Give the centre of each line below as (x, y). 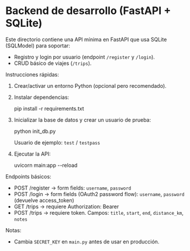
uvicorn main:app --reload (46, 165)
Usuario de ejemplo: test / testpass (57, 142)
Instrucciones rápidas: (32, 74)
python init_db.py (35, 131)
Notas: (13, 230)
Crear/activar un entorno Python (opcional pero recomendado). (90, 85)
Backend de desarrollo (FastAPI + (88, 11)
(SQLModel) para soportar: (38, 46)
